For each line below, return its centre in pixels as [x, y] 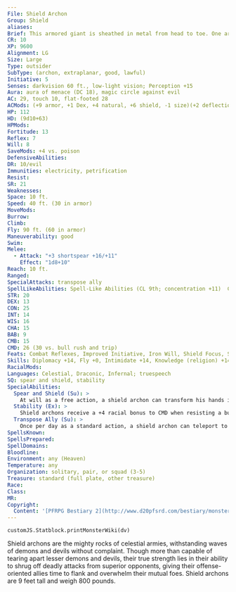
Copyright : [23, 505]
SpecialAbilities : [34, 387]
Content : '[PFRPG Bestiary [53, 511]
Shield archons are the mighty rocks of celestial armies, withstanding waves [117, 543]
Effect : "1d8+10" [45, 263]
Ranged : [19, 275]
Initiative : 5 [28, 79]
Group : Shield [28, 20]
